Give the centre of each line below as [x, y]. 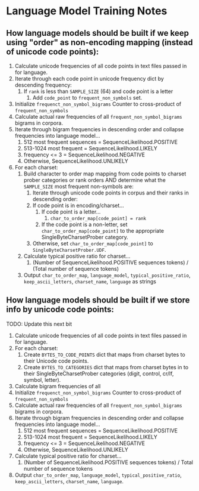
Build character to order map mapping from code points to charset [105, 174]
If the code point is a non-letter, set [84, 224]
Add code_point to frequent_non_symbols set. [87, 98]
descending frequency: [43, 85]
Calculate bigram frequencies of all [58, 386]
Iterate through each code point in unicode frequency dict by [89, 78]
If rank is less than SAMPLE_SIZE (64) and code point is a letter [98, 91]
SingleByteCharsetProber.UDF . [69, 250]
